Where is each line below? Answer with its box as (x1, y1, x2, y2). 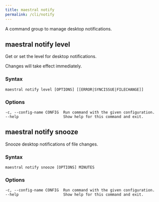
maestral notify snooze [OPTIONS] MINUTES (5, 165, 95, 170)
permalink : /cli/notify (5, 12, 55, 17)
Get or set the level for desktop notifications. (5, 53, 97, 59)
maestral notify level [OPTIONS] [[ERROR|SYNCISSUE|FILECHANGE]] (5, 87, 144, 92)
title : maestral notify (5, 7, 55, 12)
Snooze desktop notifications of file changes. (5, 141, 98, 147)
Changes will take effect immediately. (5, 63, 82, 69)
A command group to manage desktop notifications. (5, 25, 112, 31)
